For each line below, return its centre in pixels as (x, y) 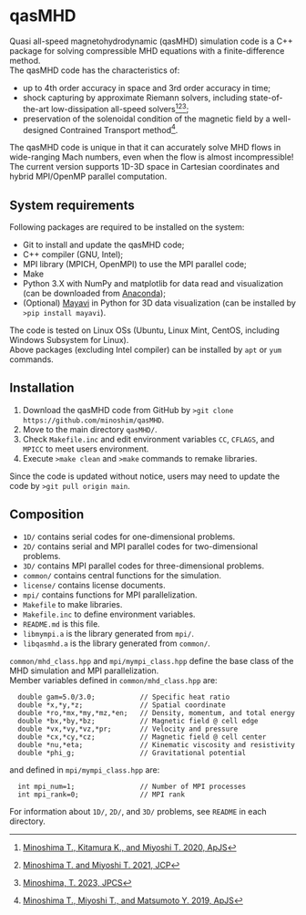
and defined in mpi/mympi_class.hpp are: (85, 769)
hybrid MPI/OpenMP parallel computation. (88, 177)
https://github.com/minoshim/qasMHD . (93, 420)
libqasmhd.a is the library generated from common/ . (117, 643)
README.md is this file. (61, 624)
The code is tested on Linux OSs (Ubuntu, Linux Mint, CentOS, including (145, 330)
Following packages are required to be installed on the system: (127, 227)
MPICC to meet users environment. (86, 449)
